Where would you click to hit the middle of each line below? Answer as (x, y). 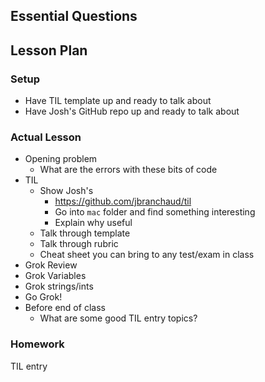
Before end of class (65, 308)
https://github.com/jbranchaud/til (123, 201)
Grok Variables (55, 276)
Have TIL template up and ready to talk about (118, 101)
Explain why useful (93, 223)
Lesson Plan (49, 50)
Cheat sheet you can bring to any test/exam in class (147, 255)
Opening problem (61, 159)
